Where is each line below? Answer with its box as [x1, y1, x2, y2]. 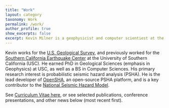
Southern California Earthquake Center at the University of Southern [5, 55, 148, 61]
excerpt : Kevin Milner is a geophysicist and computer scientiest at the [5, 36, 164, 41]
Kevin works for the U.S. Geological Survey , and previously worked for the [5, 49, 160, 56]
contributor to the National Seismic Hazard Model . [5, 82, 110, 88]
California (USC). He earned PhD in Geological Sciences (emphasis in [5, 60, 150, 66]
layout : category [5, 12, 42, 17]
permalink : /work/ [5, 21, 44, 27]
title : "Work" [5, 7, 35, 13]
